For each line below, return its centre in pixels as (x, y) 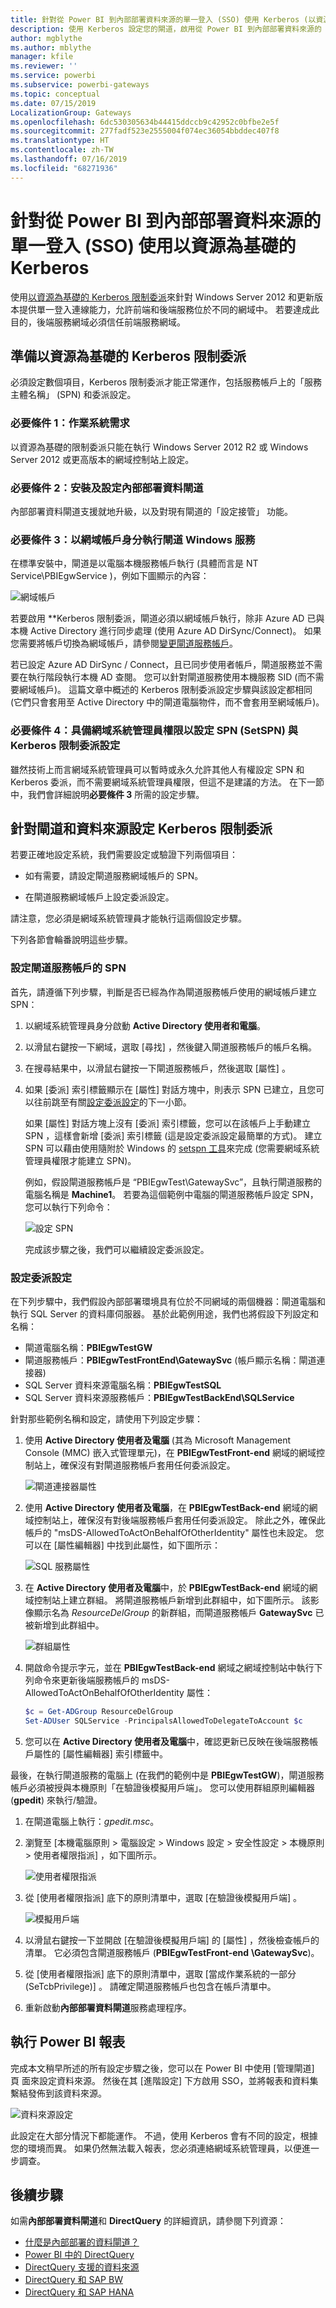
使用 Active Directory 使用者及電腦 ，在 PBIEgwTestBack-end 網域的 (167, 1507)
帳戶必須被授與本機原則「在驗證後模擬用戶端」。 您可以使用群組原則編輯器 (162, 1787)
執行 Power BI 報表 (68, 2042)
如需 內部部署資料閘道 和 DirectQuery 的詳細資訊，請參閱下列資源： (148, 2221)
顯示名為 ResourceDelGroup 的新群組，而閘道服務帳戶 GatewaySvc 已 (179, 1612)
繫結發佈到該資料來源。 (58, 2093)
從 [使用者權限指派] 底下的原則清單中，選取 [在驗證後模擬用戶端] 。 (163, 1897)
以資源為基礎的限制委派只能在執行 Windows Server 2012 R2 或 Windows (159, 447)
